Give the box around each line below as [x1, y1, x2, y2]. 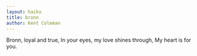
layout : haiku [6, 8, 42, 15]
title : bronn [6, 14, 39, 20]
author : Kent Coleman [6, 20, 61, 26]
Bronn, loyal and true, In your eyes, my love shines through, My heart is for [6, 37, 192, 44]
